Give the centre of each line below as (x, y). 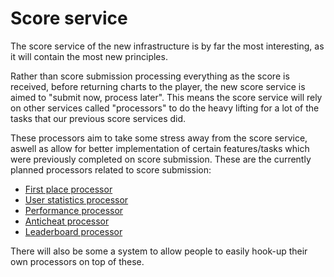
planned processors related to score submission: (111, 169)
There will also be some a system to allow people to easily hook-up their (159, 251)
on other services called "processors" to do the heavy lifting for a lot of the (165, 108)
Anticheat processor (67, 221)
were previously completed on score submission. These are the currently (161, 159)
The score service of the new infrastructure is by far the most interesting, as (167, 46)
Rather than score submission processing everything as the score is (150, 76)
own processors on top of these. (77, 261)
